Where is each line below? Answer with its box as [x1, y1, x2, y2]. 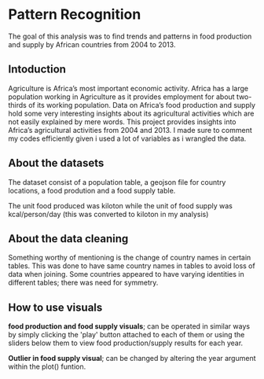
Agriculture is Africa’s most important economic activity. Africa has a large [8, 83, 249, 93]
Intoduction [8, 63, 67, 76]
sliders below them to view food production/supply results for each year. [8, 338, 244, 348]
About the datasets [8, 156, 104, 170]
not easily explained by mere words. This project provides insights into [8, 116, 237, 127]
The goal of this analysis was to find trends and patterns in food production [8, 31, 252, 41]
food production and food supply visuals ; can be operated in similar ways [8, 322, 250, 331]
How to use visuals [8, 300, 103, 314]
